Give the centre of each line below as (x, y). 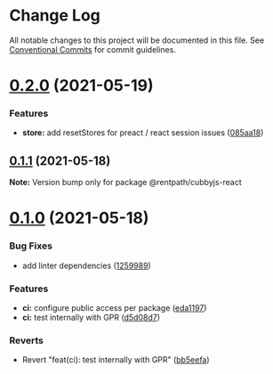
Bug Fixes (31, 246)
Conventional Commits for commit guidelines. (92, 49)
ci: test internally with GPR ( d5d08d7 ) (91, 318)
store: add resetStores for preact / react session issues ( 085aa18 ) (143, 133)
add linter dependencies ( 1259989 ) (86, 265)
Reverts (27, 340)
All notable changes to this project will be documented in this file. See (137, 40)
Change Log (55, 16)
